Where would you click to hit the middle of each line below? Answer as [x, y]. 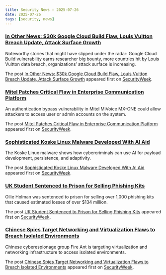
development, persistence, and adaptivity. [48, 158]
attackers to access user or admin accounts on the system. [66, 114]
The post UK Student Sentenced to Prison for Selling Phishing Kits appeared [83, 211]
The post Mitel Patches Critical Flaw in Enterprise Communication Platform [82, 124]
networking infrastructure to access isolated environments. [66, 252]
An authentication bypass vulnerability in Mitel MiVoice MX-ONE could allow [83, 109]
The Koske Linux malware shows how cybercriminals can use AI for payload [83, 153]
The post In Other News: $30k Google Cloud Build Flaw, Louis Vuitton [76, 74]
